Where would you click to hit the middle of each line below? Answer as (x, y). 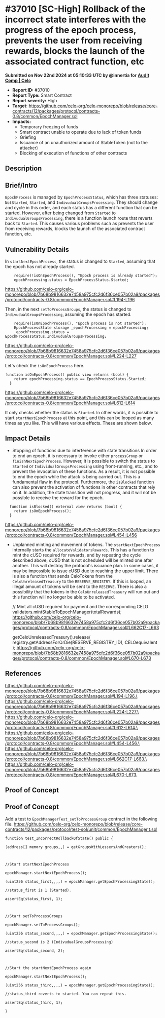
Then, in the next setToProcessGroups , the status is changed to (68, 309)
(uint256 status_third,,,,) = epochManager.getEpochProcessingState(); (80, 985)
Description (23, 169)
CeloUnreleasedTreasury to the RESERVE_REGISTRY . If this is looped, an (82, 581)
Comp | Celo (18, 80)
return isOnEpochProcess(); (43, 511)
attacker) (29, 148)
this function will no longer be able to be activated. (64, 597)
